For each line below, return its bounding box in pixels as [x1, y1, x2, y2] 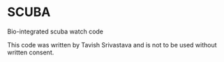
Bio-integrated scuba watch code [7, 27, 103, 36]
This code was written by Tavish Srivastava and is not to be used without [7, 40, 218, 49]
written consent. [7, 48, 54, 56]
